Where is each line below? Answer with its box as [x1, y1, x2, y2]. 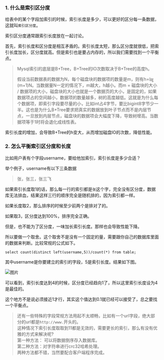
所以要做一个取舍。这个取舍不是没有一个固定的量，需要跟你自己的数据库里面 [5, 234, 159, 240]
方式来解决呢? [25, 331, 54, 337]
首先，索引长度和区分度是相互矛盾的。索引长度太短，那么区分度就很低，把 [5, 43, 155, 49]
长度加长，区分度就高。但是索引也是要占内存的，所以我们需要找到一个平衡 [9, 49, 159, 55]
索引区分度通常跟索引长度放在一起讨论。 [5, 33, 86, 39]
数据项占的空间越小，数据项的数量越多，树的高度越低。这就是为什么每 [17, 94, 159, 101]
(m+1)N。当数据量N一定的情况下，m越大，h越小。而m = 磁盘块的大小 [17, 82, 158, 89]
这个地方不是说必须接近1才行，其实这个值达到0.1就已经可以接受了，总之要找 [5, 296, 158, 302]
